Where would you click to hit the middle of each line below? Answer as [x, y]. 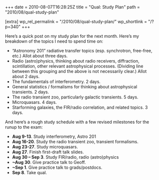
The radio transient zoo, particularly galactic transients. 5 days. [75, 97]
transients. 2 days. [31, 92]
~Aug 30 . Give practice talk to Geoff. [49, 162]
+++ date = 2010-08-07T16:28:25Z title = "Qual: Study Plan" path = [72, 7]
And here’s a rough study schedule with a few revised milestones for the [77, 122]
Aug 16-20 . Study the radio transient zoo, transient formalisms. [75, 142]
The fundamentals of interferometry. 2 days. [56, 82]
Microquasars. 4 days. [34, 102]
